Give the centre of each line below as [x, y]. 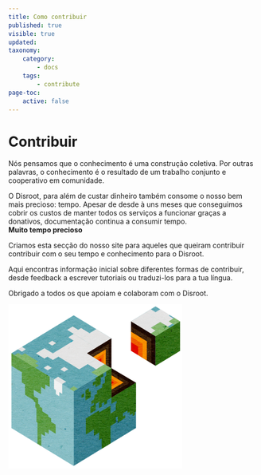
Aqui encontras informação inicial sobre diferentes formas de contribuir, [126, 269]
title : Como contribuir [48, 17]
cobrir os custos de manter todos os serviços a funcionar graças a [117, 213]
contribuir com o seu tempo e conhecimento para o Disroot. [106, 254]
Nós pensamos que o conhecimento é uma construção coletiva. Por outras [131, 164]
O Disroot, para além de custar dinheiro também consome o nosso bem [125, 196]
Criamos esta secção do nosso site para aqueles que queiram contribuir [127, 245]
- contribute [58, 84]
